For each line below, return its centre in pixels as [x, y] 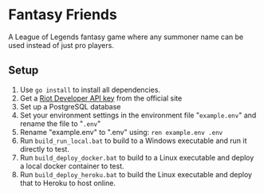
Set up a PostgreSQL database [70, 106]
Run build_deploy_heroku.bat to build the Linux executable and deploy [136, 174]
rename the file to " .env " [60, 123]
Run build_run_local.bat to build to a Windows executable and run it [133, 141]
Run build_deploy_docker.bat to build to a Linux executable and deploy [137, 157]
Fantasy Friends [63, 15]
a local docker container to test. [72, 166]
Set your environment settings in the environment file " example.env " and [138, 115]
